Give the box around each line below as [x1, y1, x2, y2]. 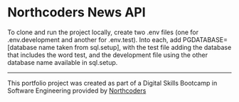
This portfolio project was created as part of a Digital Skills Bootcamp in [7, 78, 218, 87]
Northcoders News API [7, 4, 146, 21]
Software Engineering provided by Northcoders [7, 86, 147, 95]
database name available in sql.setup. [7, 58, 118, 66]
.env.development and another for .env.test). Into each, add [7, 35, 181, 44]
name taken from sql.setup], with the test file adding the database [38, 43, 232, 51]
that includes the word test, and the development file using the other [7, 51, 208, 59]
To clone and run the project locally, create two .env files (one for [7, 28, 199, 36]
